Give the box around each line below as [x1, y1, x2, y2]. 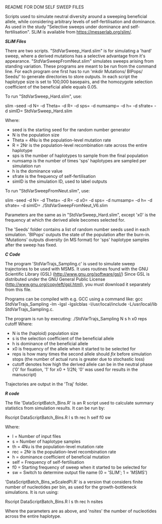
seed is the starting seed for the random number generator [12, 127, 130, 133]
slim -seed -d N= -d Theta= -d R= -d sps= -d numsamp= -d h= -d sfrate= [5, 103, 153, 108]
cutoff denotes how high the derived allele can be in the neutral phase [12, 362, 153, 367]
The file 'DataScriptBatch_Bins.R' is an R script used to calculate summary [5, 400, 154, 405]
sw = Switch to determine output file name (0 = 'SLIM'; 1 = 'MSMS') [12, 470, 147, 475]
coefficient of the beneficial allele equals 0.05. [5, 84, 98, 89]
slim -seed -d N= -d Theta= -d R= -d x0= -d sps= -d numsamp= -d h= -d [5, 197, 152, 203]
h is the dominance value [12, 168, 63, 174]
